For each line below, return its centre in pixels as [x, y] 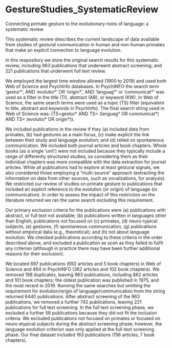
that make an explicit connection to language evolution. [63, 50]
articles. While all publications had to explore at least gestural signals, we [82, 167]
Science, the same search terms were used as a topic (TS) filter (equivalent [85, 103]
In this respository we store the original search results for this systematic [82, 60]
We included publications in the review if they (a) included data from [77, 129]
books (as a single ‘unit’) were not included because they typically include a [85, 151]
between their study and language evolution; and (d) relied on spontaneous [85, 140]
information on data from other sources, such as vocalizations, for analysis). [85, 178]
